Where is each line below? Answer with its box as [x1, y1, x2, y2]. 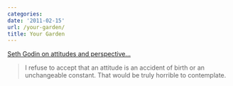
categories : [7, 10, 43, 18]
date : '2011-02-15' [7, 17, 65, 24]
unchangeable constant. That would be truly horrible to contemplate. [24, 71, 227, 80]
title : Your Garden [7, 30, 65, 38]
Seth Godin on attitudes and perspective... [7, 50, 131, 58]
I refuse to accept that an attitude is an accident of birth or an [24, 63, 205, 72]
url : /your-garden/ [7, 23, 65, 31]
